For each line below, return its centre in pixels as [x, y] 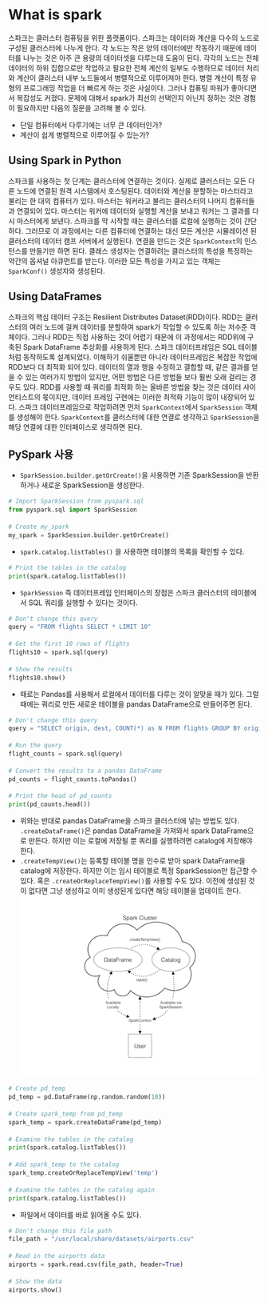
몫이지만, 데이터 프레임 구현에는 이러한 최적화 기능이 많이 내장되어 [145, 397]
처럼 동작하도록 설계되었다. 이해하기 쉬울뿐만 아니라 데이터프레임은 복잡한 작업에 [133, 357]
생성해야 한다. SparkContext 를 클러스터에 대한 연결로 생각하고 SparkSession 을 [138, 417]
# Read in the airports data [57, 1256]
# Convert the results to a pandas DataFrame [85, 771]
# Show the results [41, 669]
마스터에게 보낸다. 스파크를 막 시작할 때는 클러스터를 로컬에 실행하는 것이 [129, 221]
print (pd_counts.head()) [49, 805]
